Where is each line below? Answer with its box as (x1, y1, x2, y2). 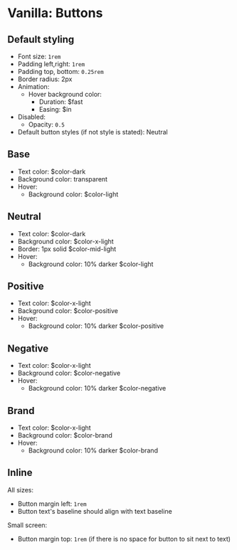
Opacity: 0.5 (28, 120, 65, 129)
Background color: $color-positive (17, 307, 119, 315)
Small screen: (7, 521, 48, 529)
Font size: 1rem (17, 52, 61, 60)
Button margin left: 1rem (17, 499, 87, 508)
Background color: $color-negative (17, 369, 121, 378)
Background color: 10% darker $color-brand (28, 446, 159, 455)
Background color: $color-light (28, 190, 119, 199)
